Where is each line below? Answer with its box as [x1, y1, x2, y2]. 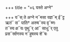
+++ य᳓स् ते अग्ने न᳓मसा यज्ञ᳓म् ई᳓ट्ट [5, 15, 65, 20]
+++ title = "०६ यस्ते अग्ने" [5, 5, 53, 10]
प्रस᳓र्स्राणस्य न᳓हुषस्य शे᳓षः [5, 31, 48, 37]
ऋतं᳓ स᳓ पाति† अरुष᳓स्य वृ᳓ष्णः [5, 20, 56, 25]
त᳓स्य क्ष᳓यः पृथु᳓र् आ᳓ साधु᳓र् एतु [5, 25, 58, 31]
